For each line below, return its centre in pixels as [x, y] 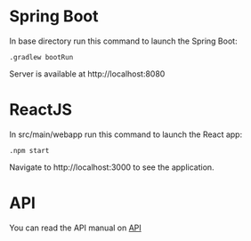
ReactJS [41, 110]
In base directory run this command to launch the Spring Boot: [123, 41]
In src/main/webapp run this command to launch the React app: [126, 134]
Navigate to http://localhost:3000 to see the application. [112, 167]
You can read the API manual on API [76, 228]
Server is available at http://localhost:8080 [87, 74]
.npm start [29, 150]
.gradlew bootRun [41, 57]
